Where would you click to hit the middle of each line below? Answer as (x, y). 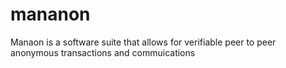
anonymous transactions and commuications (103, 52)
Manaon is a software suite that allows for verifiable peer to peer (143, 42)
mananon (50, 14)
